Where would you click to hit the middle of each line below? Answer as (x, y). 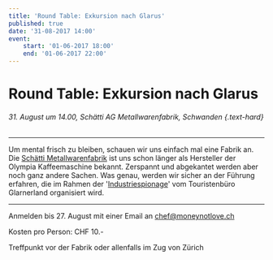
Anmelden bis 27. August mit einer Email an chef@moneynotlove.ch (121, 216)
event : (19, 39)
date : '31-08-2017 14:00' (52, 31)
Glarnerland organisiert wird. (56, 193)
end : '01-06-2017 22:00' (65, 54)
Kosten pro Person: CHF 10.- (56, 232)
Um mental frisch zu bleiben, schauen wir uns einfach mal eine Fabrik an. (131, 149)
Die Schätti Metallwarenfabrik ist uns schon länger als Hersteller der (122, 158)
